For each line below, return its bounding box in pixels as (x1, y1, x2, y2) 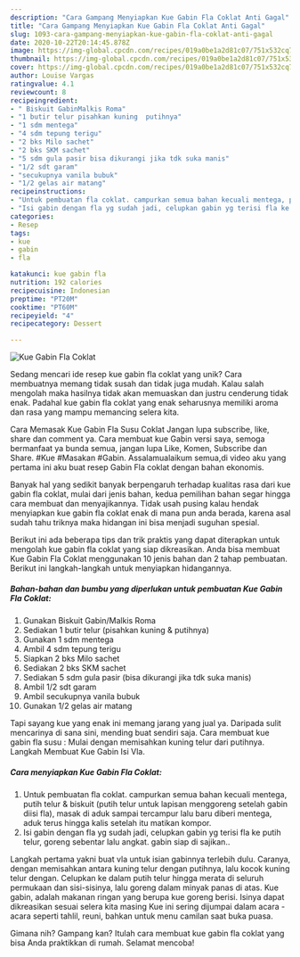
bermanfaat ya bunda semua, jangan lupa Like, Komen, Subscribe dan (10, 443, 268, 454)
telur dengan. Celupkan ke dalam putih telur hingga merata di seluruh (10, 873, 264, 884)
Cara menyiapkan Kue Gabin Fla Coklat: (10, 766, 163, 777)
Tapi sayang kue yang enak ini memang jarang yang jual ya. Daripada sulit (10, 718, 281, 729)
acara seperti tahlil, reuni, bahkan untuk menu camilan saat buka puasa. (10, 911, 274, 921)
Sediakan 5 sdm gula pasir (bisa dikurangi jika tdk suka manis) (22, 672, 252, 683)
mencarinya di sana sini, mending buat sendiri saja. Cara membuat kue (10, 728, 270, 738)
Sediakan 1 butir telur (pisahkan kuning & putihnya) (22, 625, 210, 636)
